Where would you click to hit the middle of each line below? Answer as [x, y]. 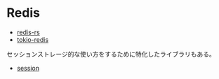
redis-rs [28, 32]
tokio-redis [33, 39]
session [28, 68]
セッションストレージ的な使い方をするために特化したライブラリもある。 [111, 54]
